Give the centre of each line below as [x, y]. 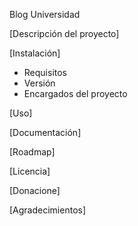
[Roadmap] [32, 152]
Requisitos [45, 72]
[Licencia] [30, 171]
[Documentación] [45, 132]
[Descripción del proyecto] [64, 33]
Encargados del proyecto [75, 93]
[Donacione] [35, 190]
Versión [39, 83]
